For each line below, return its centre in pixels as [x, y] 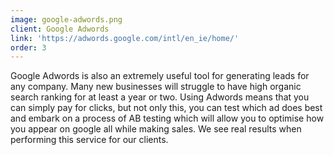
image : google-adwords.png [66, 19]
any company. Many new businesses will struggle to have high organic [156, 87]
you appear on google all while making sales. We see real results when [156, 129]
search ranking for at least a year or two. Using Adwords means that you [160, 97]
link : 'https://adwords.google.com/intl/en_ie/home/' [125, 38]
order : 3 [28, 47]
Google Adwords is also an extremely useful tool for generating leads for [160, 76]
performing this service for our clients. [89, 140]
